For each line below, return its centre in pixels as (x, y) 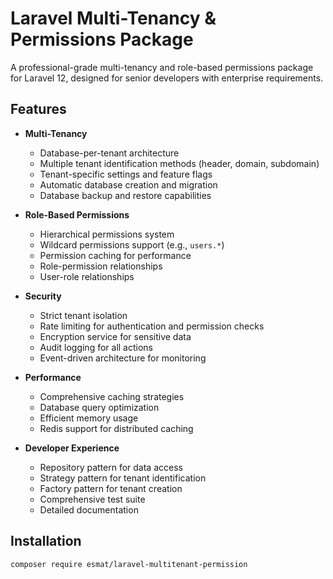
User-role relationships (87, 276)
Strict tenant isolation (83, 315)
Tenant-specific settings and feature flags (126, 174)
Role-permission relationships (101, 266)
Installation (46, 541)
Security (43, 296)
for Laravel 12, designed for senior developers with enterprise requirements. (167, 78)
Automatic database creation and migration (128, 184)
